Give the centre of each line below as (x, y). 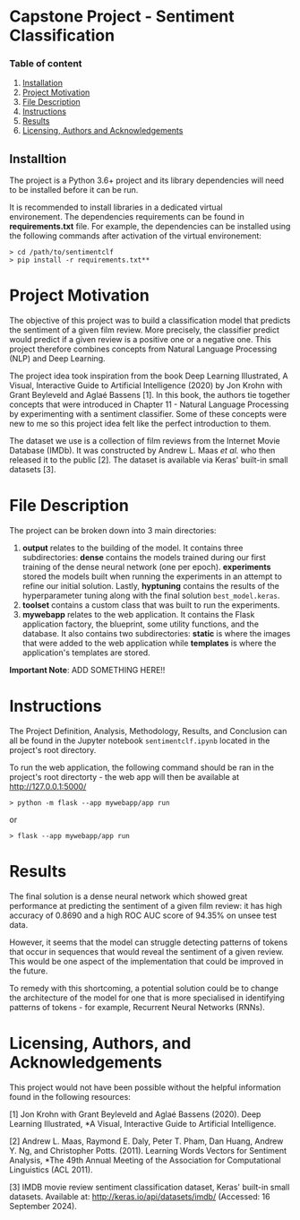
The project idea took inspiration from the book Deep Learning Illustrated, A (149, 376)
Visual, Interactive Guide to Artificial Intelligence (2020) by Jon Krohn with (146, 385)
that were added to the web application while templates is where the (149, 644)
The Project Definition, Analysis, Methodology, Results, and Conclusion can (148, 731)
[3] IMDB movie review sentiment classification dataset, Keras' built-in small (150, 1187)
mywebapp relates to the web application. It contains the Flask (138, 615)
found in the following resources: (70, 1096)
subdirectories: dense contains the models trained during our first (144, 558)
